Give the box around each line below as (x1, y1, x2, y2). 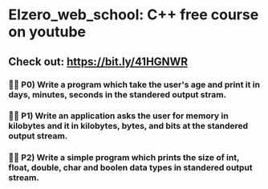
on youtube (8, 23, 87, 41)
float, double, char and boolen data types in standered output (8, 162, 253, 174)
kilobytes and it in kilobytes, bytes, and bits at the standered (8, 121, 249, 132)
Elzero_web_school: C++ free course (8, 6, 259, 24)
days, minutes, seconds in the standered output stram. (8, 88, 227, 100)
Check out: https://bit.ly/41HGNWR (8, 55, 189, 68)
